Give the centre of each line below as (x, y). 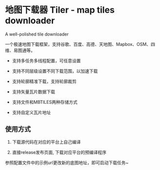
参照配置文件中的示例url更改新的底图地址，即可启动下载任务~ (67, 162)
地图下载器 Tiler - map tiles (60, 10)
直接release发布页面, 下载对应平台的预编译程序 (59, 152)
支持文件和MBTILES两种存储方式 (45, 102)
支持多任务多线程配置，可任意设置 (46, 60)
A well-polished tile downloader (37, 34)
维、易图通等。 (20, 50)
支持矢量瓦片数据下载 (33, 92)
